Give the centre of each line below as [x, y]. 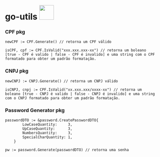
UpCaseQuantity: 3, [48, 129]
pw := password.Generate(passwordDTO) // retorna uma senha [67, 150]
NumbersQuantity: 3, [48, 133]
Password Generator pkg [35, 110]
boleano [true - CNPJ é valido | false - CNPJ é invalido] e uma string [80, 94]
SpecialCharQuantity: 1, [48, 137]
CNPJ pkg [17, 71]
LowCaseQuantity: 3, [48, 125]
